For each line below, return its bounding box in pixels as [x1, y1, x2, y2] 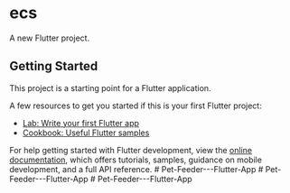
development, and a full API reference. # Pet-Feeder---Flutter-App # [9, 163, 264, 174]
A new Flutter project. [9, 32, 90, 43]
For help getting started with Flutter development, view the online [9, 144, 253, 155]
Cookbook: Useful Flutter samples [22, 127, 150, 138]
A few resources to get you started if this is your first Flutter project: [9, 100, 262, 111]
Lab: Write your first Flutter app [22, 117, 140, 128]
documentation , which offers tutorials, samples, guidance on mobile [9, 154, 262, 165]
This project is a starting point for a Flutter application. [9, 82, 211, 93]
